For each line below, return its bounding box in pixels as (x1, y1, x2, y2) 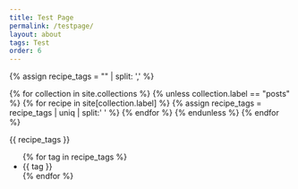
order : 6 (9, 47, 42, 56)
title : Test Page (9, 13, 74, 22)
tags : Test (9, 38, 50, 47)
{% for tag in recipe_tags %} (21, 151, 128, 162)
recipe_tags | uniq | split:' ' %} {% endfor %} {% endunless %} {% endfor (9, 107, 279, 118)
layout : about (9, 30, 63, 39)
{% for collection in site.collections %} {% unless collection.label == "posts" (9, 89, 291, 99)
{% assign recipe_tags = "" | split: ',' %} (9, 71, 155, 82)
